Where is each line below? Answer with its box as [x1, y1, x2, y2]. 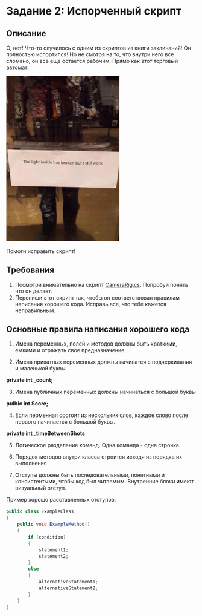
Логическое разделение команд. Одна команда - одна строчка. [14, 442, 181, 449]
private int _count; [6, 376, 53, 384]
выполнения [14, 460, 47, 467]
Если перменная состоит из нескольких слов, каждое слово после [14, 411, 189, 419]
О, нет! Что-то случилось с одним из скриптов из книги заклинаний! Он [6, 44, 191, 51]
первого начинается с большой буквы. [14, 418, 116, 425]
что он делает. [14, 287, 52, 295]
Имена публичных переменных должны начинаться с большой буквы [14, 388, 196, 396]
